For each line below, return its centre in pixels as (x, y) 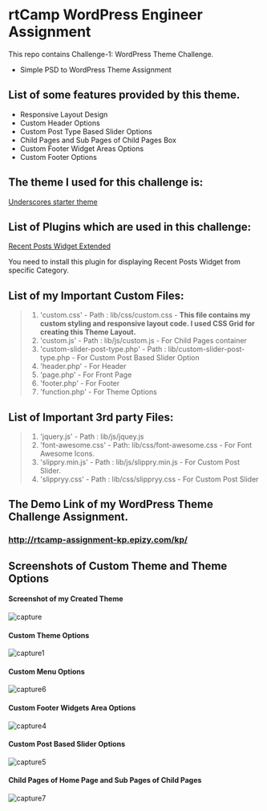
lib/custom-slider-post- (206, 349)
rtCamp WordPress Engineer (105, 15)
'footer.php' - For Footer (80, 383)
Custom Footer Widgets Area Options (72, 707)
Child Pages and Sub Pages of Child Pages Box (98, 140)
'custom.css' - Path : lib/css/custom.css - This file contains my (145, 315)
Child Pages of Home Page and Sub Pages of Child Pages (105, 780)
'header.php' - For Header (83, 367)
